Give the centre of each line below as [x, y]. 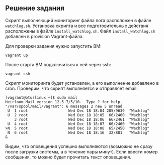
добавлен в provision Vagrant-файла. [45, 36]
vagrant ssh [18, 74]
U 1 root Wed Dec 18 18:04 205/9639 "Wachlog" [78, 111]
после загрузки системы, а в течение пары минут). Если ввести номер [81, 151]
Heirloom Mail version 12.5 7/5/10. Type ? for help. [64, 102]
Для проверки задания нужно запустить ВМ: [53, 46]
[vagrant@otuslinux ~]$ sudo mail [42, 97]
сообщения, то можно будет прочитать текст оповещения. [68, 157]
